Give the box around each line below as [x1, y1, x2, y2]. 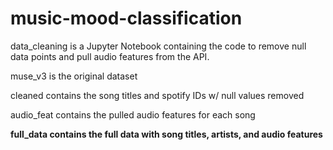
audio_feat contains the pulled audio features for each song [10, 108, 256, 121]
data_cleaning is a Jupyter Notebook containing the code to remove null [10, 40, 307, 52]
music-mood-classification [10, 7, 243, 30]
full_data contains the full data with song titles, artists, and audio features [10, 128, 323, 140]
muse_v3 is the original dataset [10, 70, 138, 82]
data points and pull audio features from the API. [10, 50, 210, 62]
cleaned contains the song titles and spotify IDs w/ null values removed [10, 89, 305, 101]
